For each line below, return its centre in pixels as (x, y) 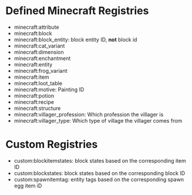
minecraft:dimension (39, 52)
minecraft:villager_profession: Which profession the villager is (89, 114)
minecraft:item (31, 77)
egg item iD (28, 186)
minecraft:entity (33, 64)
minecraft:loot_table (38, 83)
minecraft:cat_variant (39, 46)
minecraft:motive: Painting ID (49, 89)
